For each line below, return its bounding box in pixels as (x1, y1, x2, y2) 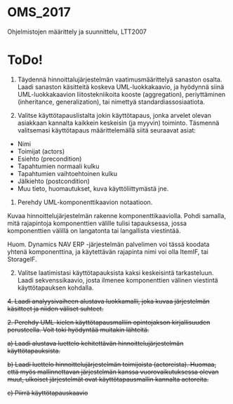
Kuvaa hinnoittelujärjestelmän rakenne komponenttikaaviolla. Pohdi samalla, (7, 211, 227, 220)
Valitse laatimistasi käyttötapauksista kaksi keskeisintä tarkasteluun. (17, 268, 214, 277)
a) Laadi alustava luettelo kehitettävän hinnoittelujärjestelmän (7, 339, 184, 347)
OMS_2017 (7, 4, 72, 20)
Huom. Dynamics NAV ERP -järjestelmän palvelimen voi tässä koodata (7, 240, 210, 248)
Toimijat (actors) (17, 147, 65, 155)
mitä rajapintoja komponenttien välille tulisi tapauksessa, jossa (7, 219, 187, 227)
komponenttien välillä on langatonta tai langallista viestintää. (7, 226, 181, 235)
